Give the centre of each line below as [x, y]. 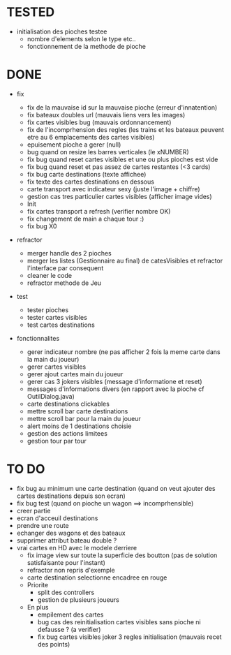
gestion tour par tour [57, 441]
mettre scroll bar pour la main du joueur [84, 418]
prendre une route [43, 525]
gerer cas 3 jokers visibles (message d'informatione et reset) [114, 381]
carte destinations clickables [68, 404]
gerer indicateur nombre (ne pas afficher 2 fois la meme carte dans [124, 352]
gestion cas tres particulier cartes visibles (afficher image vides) [119, 196]
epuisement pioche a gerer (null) [74, 145]
